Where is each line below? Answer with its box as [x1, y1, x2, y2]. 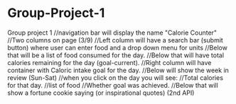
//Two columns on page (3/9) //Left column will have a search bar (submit [7, 35, 224, 44]
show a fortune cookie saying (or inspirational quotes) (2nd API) [7, 88, 195, 97]
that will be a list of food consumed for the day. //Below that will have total [7, 51, 225, 59]
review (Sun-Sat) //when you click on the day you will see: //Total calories [7, 73, 224, 82]
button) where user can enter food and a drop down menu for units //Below [7, 43, 227, 52]
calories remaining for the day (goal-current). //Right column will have [7, 58, 212, 67]
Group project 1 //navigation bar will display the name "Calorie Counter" [7, 28, 218, 37]
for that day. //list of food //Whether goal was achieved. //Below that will [7, 81, 218, 89]
